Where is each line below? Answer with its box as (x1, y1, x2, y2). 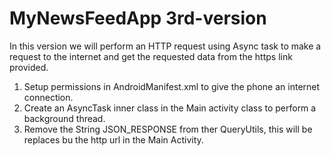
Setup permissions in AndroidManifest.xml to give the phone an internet (23, 80, 321, 92)
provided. (9, 61, 49, 73)
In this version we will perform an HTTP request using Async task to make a (9, 40, 322, 52)
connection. (23, 91, 74, 103)
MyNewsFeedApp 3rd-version (9, 7, 267, 30)
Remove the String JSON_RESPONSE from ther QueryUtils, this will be (23, 123, 313, 135)
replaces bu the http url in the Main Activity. (23, 133, 204, 146)
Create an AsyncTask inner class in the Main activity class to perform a (23, 102, 317, 114)
